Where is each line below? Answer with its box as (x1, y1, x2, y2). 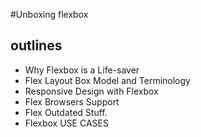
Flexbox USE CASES (24, 117, 109, 129)
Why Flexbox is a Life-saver (24, 64, 140, 76)
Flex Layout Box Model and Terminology (24, 74, 191, 86)
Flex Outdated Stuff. (24, 106, 108, 118)
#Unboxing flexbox (10, 9, 89, 20)
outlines (10, 37, 63, 54)
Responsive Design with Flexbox (24, 85, 159, 97)
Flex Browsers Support (24, 95, 120, 108)
